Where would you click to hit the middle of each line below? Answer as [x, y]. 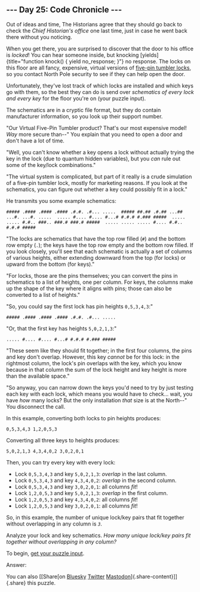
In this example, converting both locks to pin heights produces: [84, 418]
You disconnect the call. [36, 406]
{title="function [25, 61]
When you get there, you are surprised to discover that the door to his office [100, 48]
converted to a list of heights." [43, 295]
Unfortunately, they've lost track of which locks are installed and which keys [100, 86]
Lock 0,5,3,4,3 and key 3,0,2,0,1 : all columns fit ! [76, 487]
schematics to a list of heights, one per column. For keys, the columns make [100, 282]
